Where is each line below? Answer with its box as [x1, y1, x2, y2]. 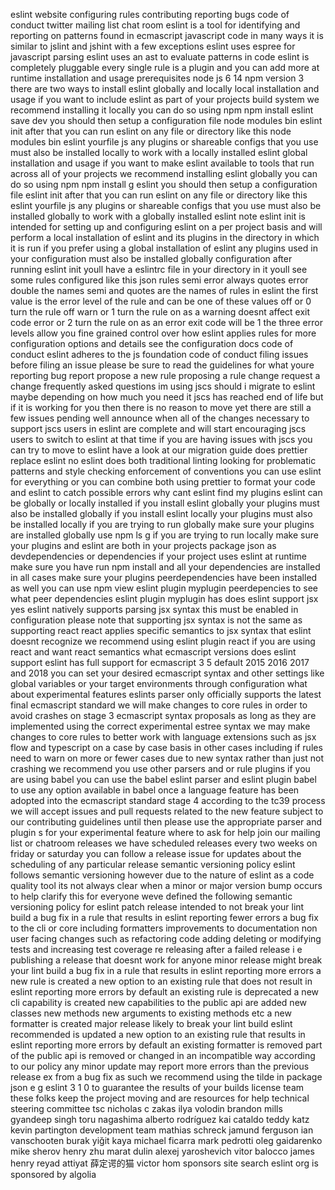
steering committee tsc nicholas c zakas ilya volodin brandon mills [10, 1103, 283, 1114]
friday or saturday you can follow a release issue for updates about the [10, 848, 302, 859]
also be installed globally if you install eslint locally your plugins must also [10, 508, 313, 519]
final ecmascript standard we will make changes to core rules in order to [10, 699, 308, 711]
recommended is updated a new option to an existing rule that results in [10, 1029, 306, 1040]
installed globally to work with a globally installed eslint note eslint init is [10, 210, 306, 222]
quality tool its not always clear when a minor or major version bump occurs [10, 880, 323, 891]
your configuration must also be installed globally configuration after [10, 253, 293, 264]
